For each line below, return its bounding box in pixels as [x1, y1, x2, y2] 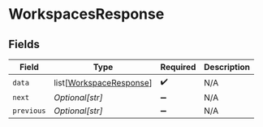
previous [12, 107, 46, 115]
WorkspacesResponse [8, 5, 165, 24]
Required [160, 62, 196, 72]
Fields [8, 37, 41, 51]
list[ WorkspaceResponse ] [54, 77, 153, 88]
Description [204, 62, 250, 72]
